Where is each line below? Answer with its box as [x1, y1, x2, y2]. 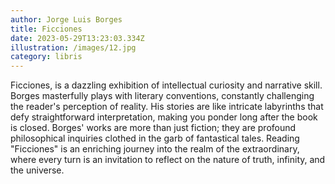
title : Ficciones [10, 24, 83, 34]
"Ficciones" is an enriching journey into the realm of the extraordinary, [10, 143, 300, 155]
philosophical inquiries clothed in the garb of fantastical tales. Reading [10, 132, 300, 145]
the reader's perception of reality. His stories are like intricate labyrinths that [10, 101, 324, 113]
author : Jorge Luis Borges [10, 14, 123, 25]
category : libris [10, 52, 83, 62]
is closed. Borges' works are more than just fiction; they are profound [10, 122, 297, 134]
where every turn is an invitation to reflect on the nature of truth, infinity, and [10, 154, 326, 166]
